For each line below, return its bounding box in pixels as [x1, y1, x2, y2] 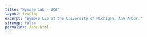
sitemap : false [5, 20, 36, 25]
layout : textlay [5, 12, 38, 16]
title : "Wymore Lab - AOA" [5, 7, 60, 12]
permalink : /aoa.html [5, 25, 49, 30]
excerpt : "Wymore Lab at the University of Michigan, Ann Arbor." [5, 16, 143, 21]
